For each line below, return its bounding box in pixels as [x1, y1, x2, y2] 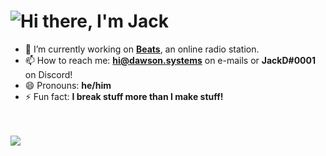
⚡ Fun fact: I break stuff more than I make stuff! [24, 90, 224, 102]
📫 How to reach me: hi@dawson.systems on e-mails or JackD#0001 [24, 54, 317, 66]
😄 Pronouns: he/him [24, 79, 112, 91]
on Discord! [24, 68, 73, 80]
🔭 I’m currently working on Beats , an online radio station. [24, 43, 260, 55]
